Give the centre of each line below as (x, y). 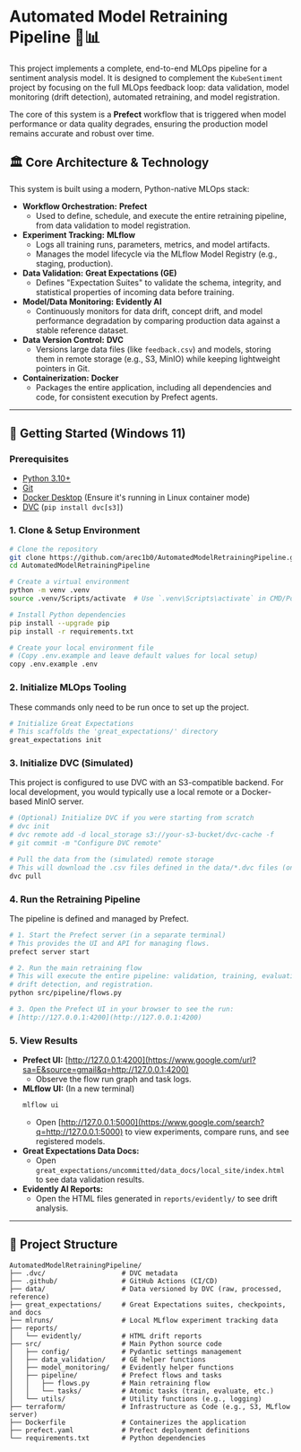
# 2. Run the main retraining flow (76, 968)
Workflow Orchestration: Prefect (85, 206)
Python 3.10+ (47, 478)
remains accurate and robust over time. (82, 133)
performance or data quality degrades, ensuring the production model (139, 124)
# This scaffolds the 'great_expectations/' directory (114, 732)
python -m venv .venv (50, 590)
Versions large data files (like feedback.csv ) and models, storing (153, 349)
